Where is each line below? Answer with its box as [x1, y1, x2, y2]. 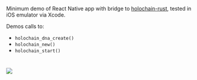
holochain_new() [14, 41, 56, 47]
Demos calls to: [6, 23, 45, 30]
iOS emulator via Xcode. [6, 11, 66, 18]
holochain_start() [14, 48, 61, 54]
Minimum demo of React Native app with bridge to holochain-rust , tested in [6, 5, 192, 12]
